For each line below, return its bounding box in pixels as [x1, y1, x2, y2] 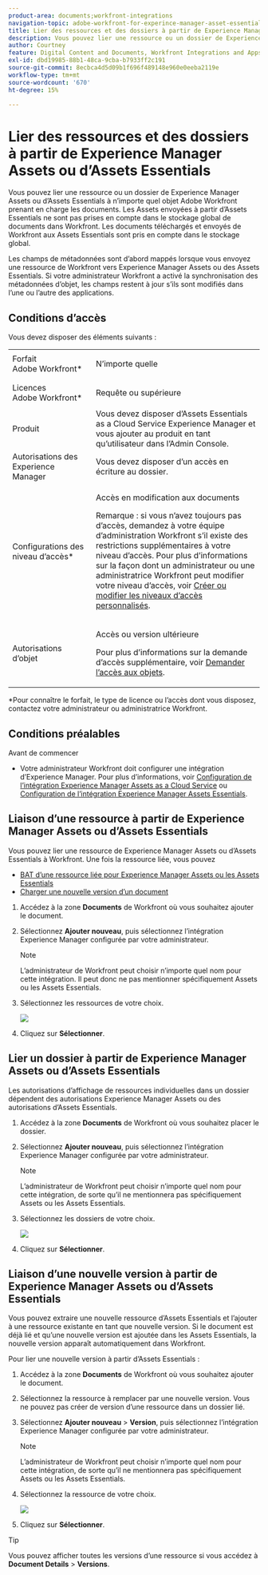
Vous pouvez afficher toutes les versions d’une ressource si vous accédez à [8, 1551, 258, 1561]
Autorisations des [12, 451, 78, 462]
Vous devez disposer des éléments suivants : [8, 332, 157, 342]
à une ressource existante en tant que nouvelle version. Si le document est [8, 1322, 254, 1331]
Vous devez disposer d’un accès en [95, 456, 229, 467]
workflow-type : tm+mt [8, 71, 81, 79]
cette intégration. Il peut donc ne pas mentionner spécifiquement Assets [19, 974, 258, 983]
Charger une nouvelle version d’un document [19, 887, 169, 896]
